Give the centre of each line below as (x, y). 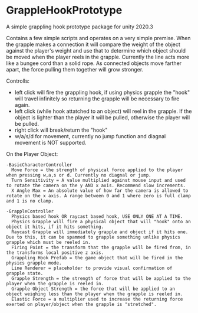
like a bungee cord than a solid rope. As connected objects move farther (94, 63)
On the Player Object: (32, 154)
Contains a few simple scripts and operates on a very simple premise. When (98, 38)
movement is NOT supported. (50, 142)
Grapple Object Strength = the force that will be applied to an (93, 289)
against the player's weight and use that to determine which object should (96, 50)
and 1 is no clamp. (30, 201)
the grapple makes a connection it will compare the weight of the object (93, 44)
